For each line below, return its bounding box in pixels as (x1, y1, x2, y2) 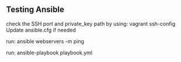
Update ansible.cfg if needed (6, 26, 76, 33)
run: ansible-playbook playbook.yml (6, 49, 92, 56)
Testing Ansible (6, 5, 64, 15)
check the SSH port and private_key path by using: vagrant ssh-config (6, 20, 176, 27)
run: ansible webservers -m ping (6, 37, 85, 44)
